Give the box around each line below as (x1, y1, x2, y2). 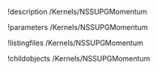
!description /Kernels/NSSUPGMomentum (7, 7, 147, 16)
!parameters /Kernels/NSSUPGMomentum (7, 23, 148, 31)
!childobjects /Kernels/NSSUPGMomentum (7, 54, 151, 63)
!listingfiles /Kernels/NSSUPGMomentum (7, 38, 143, 48)
